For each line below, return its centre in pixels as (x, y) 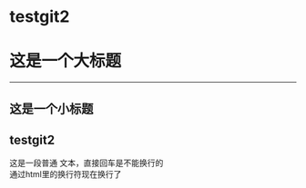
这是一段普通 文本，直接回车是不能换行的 (87, 163)
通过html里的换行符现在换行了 (66, 174)
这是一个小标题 (51, 109)
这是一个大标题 (66, 61)
